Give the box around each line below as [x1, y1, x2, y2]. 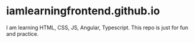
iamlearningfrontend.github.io [6, 4, 160, 18]
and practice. [6, 30, 39, 37]
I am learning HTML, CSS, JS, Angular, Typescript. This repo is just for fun [6, 24, 189, 31]
